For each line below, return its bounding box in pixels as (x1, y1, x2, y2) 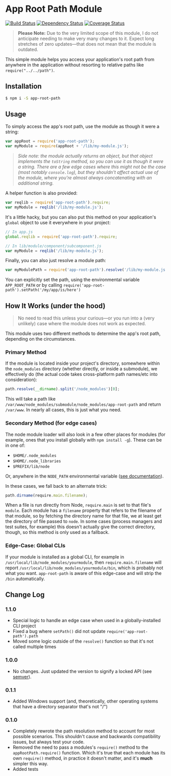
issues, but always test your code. (12, 739, 85, 745)
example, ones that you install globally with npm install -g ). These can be (5, 436, 162, 443)
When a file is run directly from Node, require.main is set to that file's (5, 502, 152, 508)
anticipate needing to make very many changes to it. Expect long (17, 35, 155, 42)
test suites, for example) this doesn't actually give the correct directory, (5, 524, 156, 530)
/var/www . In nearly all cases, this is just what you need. (5, 407, 121, 413)
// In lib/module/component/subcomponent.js (5, 243, 102, 249)
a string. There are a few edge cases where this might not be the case (17, 164, 166, 170)
